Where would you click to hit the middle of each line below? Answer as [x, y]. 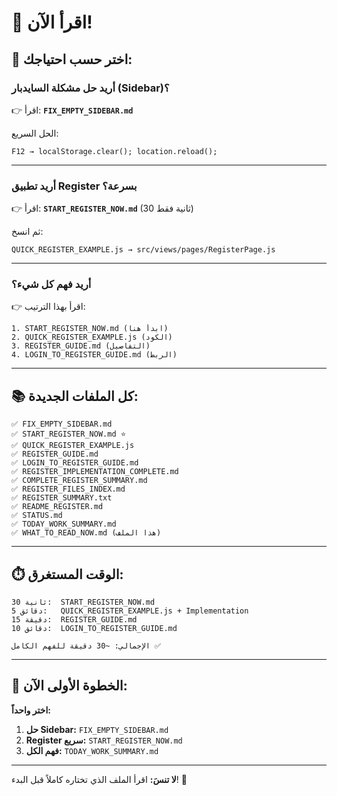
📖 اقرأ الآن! [52, 22]
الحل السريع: [35, 133]
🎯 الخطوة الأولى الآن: [69, 686]
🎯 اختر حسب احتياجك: [72, 59]
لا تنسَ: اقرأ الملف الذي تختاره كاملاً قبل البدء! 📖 [99, 779]
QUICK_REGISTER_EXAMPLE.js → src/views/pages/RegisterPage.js [143, 250]
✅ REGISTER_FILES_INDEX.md [68, 489]
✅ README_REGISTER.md [57, 507]
